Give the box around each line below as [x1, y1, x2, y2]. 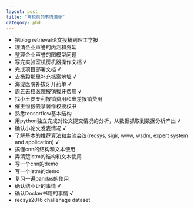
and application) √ [14, 139, 59, 146]
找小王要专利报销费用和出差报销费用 [14, 95, 103, 102]
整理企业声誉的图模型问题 [14, 51, 77, 58]
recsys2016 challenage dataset [14, 197, 91, 204]
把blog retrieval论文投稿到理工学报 [14, 37, 99, 44]
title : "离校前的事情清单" [6, 14, 65, 20]
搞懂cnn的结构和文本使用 [14, 145, 76, 153]
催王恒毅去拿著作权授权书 [14, 102, 77, 110]
